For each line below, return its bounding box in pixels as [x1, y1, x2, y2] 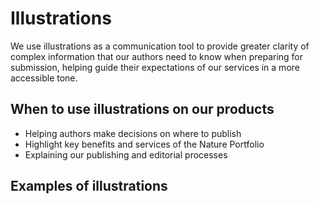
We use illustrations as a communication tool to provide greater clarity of [10, 40, 310, 52]
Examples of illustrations [10, 178, 168, 195]
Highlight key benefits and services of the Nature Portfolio [24, 138, 265, 150]
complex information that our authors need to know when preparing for [10, 50, 304, 62]
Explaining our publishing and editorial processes [24, 148, 228, 161]
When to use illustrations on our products [10, 101, 275, 118]
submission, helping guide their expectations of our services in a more [10, 61, 300, 73]
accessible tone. [10, 72, 78, 84]
